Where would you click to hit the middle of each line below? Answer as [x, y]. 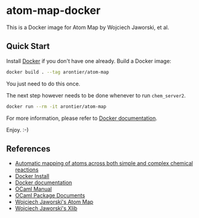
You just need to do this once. [43, 84]
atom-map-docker [53, 11]
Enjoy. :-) [17, 130]
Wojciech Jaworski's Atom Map [54, 202]
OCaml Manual [33, 189]
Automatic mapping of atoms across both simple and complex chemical [104, 163]
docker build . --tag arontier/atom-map [58, 72]
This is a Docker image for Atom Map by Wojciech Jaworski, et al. [88, 27]
